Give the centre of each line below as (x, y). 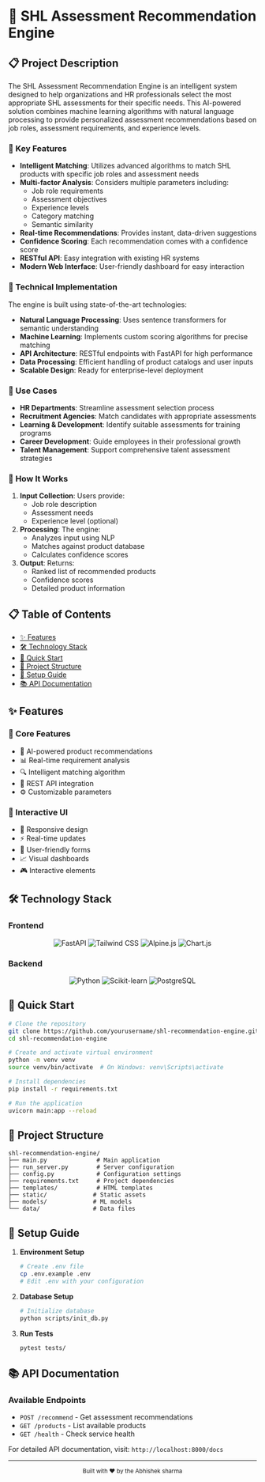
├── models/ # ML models (70, 1202)
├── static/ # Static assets (77, 1195)
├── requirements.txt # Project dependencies (91, 1181)
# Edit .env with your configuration (82, 1281)
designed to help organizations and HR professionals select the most (120, 95)
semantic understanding (59, 328)
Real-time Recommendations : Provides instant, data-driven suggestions (138, 233)
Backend (26, 963)
